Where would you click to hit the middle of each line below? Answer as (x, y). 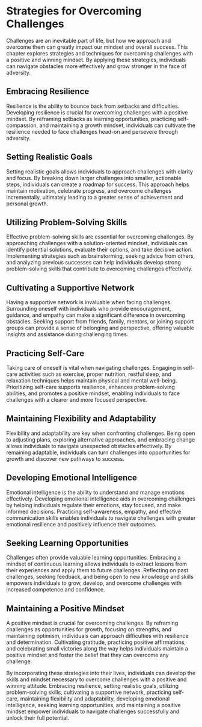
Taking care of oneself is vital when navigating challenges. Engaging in (94, 368)
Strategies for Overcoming (74, 11)
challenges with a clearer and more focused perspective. (77, 400)
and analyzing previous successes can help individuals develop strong (94, 263)
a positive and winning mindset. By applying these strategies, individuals (96, 60)
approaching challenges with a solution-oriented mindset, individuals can (97, 243)
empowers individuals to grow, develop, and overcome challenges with (94, 583)
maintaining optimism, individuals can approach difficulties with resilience (98, 636)
